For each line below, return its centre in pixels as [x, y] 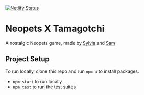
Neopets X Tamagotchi [55, 29]
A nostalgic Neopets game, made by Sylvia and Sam [61, 43]
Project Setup [28, 59]
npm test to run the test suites [44, 87]
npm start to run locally [37, 81]
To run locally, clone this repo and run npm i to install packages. [72, 71]
